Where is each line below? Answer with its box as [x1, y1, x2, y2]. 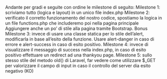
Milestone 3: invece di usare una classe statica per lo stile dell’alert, [5, 31, 144, 36]
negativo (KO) [5, 68, 34, 74]
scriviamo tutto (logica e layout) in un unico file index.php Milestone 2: [5, 9, 150, 15]
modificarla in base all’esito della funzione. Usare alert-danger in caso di [5, 36, 154, 42]
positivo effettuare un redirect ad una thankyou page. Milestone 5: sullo [5, 52, 152, 58]
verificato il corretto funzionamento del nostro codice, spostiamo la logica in [5, 15, 162, 20]
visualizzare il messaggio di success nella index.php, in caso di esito [5, 47, 146, 52]
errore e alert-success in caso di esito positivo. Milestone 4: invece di [5, 41, 148, 47]
